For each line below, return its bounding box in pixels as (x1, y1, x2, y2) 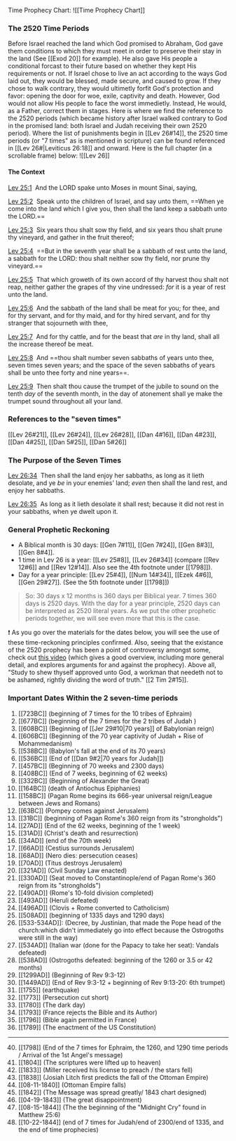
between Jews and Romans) (18, 799, 101, 807)
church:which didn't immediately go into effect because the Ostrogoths (18, 926, 224, 934)
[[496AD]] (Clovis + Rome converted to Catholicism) (18, 903, 170, 912)
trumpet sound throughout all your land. (8, 397, 123, 405)
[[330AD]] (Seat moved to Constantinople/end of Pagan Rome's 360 (18, 873, 216, 882)
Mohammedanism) (18, 739, 73, 747)
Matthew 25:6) (18, 1110, 61, 1119)
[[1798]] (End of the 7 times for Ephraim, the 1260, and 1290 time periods (18, 1043, 228, 1052)
